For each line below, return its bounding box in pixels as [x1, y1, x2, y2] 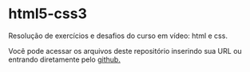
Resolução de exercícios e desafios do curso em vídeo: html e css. [8, 31, 228, 40]
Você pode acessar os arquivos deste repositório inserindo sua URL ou [8, 46, 242, 55]
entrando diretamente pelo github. [8, 55, 121, 64]
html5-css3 [8, 5, 88, 23]
